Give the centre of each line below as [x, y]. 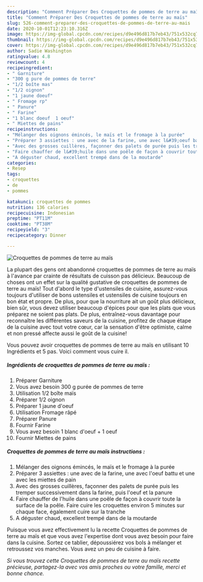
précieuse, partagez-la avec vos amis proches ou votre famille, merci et [96, 567]
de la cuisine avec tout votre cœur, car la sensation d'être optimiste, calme [99, 327]
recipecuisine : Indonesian [41, 213]
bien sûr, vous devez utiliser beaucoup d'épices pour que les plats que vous [101, 308]
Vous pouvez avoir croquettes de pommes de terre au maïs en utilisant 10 [98, 345]
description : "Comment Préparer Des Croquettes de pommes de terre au [97, 12]
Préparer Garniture [39, 380]
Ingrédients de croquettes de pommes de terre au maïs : [78, 365]
